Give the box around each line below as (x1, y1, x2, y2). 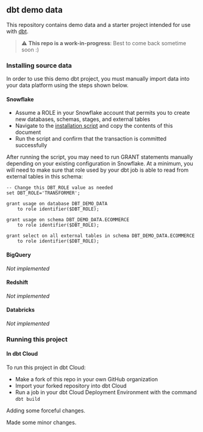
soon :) (21, 46, 40, 53)
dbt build (15, 397, 41, 403)
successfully (15, 142, 48, 149)
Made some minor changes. (6, 419, 77, 427)
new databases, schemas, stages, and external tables (15, 115, 151, 123)
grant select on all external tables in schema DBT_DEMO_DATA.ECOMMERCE (6, 233, 195, 239)
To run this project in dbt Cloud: (6, 364, 86, 372)
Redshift (6, 279, 29, 286)
